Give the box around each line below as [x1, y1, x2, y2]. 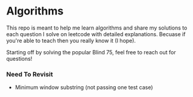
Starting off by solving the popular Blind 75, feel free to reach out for [6, 48, 176, 55]
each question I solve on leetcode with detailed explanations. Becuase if [6, 30, 186, 37]
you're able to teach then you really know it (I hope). [6, 37, 136, 44]
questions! [6, 55, 33, 62]
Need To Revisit [6, 70, 53, 78]
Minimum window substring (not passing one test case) [14, 84, 153, 91]
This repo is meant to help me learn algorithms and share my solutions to [6, 24, 188, 31]
